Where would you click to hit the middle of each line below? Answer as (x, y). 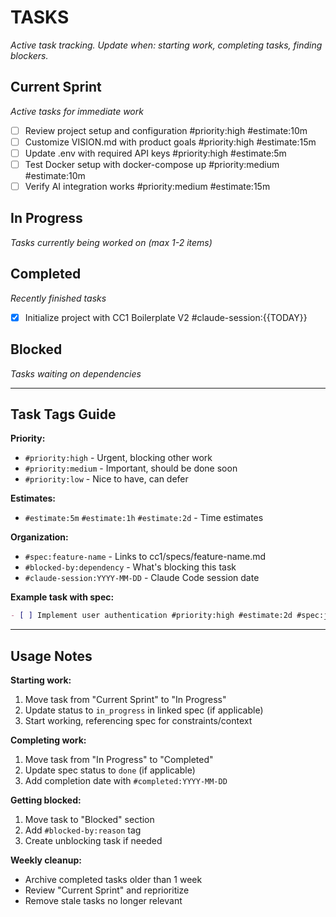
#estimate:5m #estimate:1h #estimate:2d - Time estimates (144, 518)
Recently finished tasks (58, 298)
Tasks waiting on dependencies (76, 373)
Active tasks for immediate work (77, 111)
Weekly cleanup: (46, 860)
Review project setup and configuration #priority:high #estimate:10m (166, 130)
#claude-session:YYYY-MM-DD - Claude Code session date (142, 578)
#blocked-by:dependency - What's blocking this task (130, 567)
